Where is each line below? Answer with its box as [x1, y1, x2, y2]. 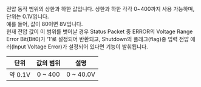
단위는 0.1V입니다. [6, 13, 49, 20]
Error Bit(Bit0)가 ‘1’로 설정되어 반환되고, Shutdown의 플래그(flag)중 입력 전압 [6, 36, 189, 42]
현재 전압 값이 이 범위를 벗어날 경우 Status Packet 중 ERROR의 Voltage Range [6, 28, 193, 35]
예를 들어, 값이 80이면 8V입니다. [6, 21, 83, 27]
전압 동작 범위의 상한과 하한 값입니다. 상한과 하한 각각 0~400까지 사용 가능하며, [6, 5, 195, 12]
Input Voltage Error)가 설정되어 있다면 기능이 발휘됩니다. [13, 43, 149, 50]
